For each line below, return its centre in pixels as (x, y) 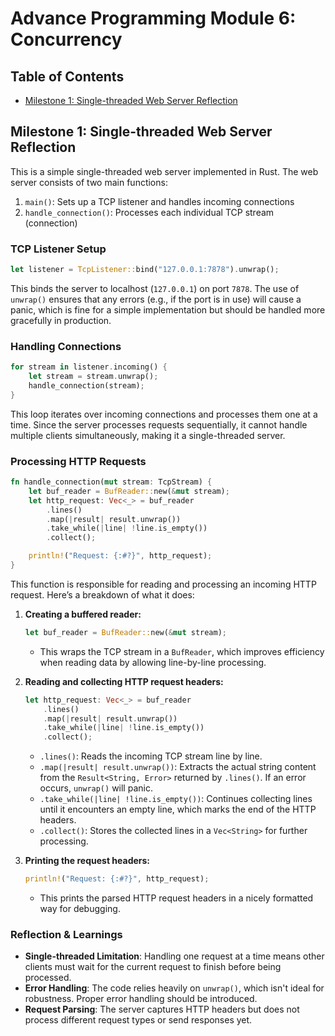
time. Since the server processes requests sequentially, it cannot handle (159, 424)
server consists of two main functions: (89, 182)
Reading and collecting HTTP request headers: (124, 681)
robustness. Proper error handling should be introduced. (141, 999)
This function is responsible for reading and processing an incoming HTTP (163, 584)
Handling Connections (66, 346)
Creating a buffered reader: (83, 614)
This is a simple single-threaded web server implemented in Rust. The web (164, 171)
